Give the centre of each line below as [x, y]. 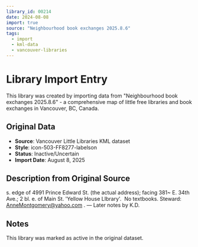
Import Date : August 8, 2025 [50, 160]
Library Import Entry [57, 79]
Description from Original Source [68, 178]
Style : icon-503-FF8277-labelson [56, 147]
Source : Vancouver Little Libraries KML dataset [72, 141]
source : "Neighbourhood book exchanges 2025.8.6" [69, 28]
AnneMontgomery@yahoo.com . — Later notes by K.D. [73, 205]
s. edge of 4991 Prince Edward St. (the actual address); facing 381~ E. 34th [98, 193]
